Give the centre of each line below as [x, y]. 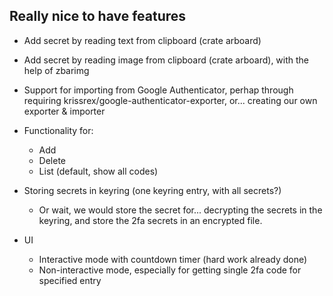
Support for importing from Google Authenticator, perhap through [158, 90]
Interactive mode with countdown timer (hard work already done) [173, 259]
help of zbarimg [56, 70]
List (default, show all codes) [98, 171]
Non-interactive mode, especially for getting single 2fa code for [170, 270]
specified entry [70, 280]
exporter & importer [64, 111]
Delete [52, 160]
